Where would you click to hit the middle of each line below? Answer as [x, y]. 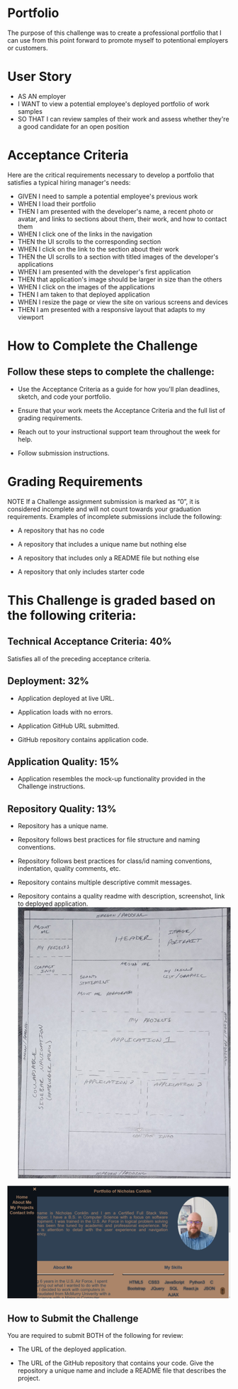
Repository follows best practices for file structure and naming [109, 840]
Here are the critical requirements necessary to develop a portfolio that [111, 175]
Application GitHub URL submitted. [68, 726]
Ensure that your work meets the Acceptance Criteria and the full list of [121, 410]
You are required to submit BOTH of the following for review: [96, 1336]
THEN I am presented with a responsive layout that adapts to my [111, 309]
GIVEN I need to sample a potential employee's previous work [108, 196]
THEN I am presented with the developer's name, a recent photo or [115, 211]
